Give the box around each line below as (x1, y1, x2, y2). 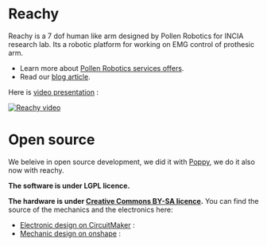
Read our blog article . (19, 72, 91, 81)
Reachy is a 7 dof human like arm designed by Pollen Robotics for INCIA (8, 31, 244, 41)
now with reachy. (8, 165, 65, 175)
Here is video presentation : (8, 87, 99, 96)
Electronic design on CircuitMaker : (19, 220, 135, 229)
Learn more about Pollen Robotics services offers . (19, 63, 184, 72)
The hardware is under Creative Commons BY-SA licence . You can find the (8, 196, 259, 205)
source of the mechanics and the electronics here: (8, 205, 173, 214)
